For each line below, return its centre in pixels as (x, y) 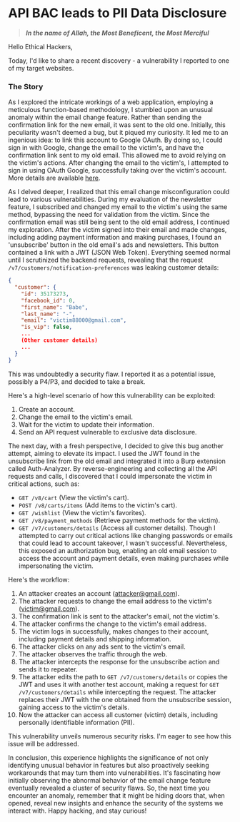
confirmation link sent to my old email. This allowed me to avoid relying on (117, 156)
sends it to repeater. (48, 669)
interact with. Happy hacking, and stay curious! (77, 811)
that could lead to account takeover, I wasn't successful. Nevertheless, (122, 543)
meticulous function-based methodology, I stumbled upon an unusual (110, 110)
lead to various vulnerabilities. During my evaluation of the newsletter (110, 199)
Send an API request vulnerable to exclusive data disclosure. (107, 432)
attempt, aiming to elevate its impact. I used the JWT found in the (104, 453)
